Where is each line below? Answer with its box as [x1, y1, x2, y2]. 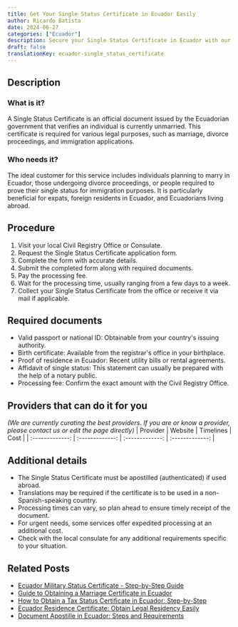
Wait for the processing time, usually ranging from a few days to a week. [17, 279, 231, 287]
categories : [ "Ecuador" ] [7, 30, 81, 38]
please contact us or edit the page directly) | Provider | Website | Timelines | [7, 426, 232, 435]
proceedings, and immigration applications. [7, 137, 135, 146]
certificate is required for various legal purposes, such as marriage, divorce [7, 129, 229, 138]
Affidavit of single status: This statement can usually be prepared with [17, 364, 224, 372]
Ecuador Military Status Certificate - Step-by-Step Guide [17, 581, 184, 589]
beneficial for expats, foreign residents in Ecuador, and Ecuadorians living [7, 193, 224, 202]
